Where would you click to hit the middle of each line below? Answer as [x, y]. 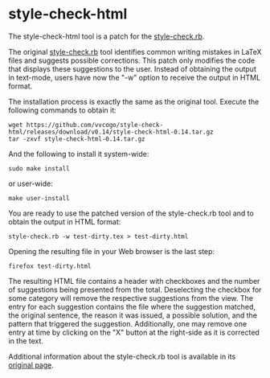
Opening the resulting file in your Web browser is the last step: [112, 251]
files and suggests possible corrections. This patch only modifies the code [132, 60]
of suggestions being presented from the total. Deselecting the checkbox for [135, 290]
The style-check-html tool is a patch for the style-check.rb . [106, 36]
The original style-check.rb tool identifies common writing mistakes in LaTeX [135, 51]
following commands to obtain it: [62, 110]
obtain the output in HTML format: [65, 221]
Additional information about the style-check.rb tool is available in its [122, 356]
